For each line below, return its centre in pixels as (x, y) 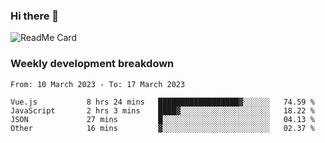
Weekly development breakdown (92, 64)
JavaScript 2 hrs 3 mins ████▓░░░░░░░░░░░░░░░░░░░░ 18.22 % (162, 110)
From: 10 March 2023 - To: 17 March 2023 (98, 84)
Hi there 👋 (35, 16)
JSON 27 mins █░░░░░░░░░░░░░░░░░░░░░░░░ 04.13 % (162, 119)
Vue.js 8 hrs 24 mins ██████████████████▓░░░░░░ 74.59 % (162, 102)
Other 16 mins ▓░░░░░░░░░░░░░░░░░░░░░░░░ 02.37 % (162, 128)
